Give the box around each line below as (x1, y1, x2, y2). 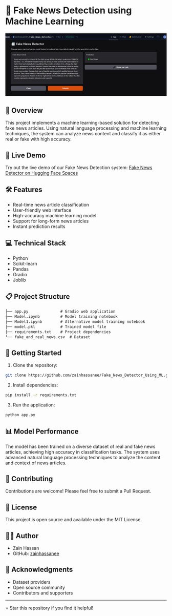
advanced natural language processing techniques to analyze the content (5, 454, 161, 460)
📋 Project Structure (5, 292, 70, 301)
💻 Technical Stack (5, 239, 67, 248)
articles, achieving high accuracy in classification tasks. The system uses (5, 448, 160, 455)
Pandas (12, 266, 29, 272)
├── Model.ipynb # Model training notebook (5, 314, 118, 319)
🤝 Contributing (5, 475, 53, 483)
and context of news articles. (5, 460, 67, 466)
